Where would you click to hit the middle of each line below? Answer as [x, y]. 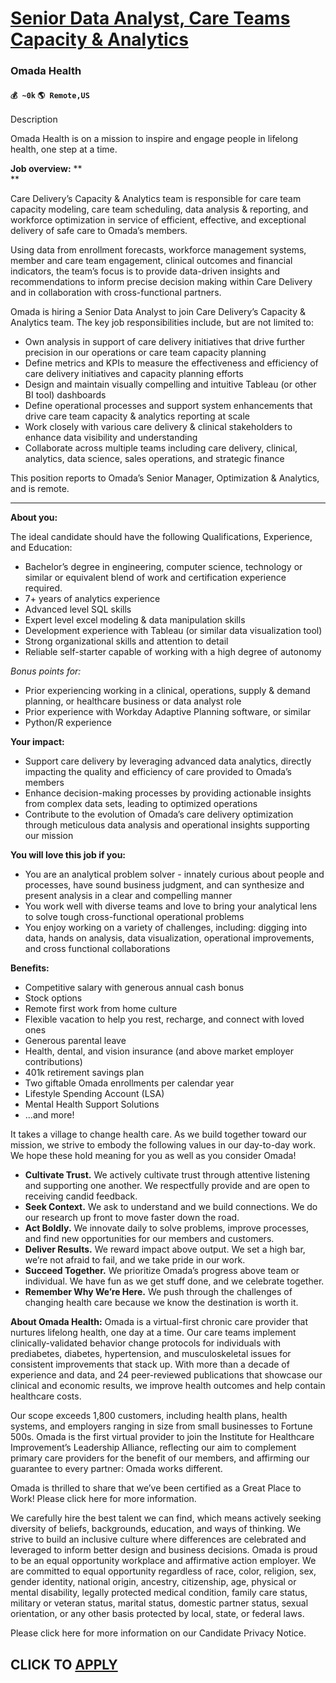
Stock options [53, 998]
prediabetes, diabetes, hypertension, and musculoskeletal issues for [151, 1354]
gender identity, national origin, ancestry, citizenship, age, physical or [153, 1582]
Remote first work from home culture [101, 1009]
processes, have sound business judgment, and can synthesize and [164, 885]
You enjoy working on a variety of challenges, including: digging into [166, 928]
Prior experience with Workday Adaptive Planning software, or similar [168, 712]
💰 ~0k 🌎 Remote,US [50, 95]
